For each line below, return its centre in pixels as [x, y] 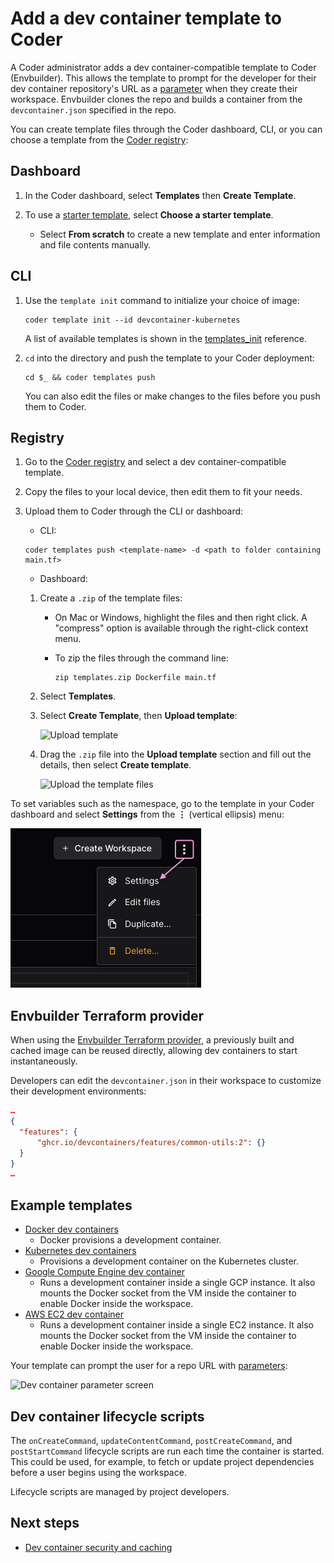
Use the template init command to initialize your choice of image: [162, 300]
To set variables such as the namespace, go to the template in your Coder [162, 804]
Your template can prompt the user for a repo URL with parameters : [149, 1366]
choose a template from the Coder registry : [99, 139]
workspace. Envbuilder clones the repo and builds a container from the [156, 99]
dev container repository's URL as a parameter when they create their [154, 88]
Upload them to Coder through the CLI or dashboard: [134, 511]
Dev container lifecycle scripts [107, 1416]
